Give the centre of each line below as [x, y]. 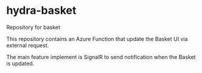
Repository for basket [33, 27]
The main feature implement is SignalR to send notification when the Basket [101, 57]
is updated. [20, 63]
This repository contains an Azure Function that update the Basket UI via [97, 39]
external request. [28, 45]
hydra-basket [41, 11]
